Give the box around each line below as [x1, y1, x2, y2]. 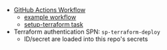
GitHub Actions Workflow [13, 6, 86, 14]
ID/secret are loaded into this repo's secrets [23, 35, 148, 43]
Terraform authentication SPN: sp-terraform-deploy [13, 27, 160, 36]
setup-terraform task [23, 21, 84, 28]
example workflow [23, 13, 77, 21]
